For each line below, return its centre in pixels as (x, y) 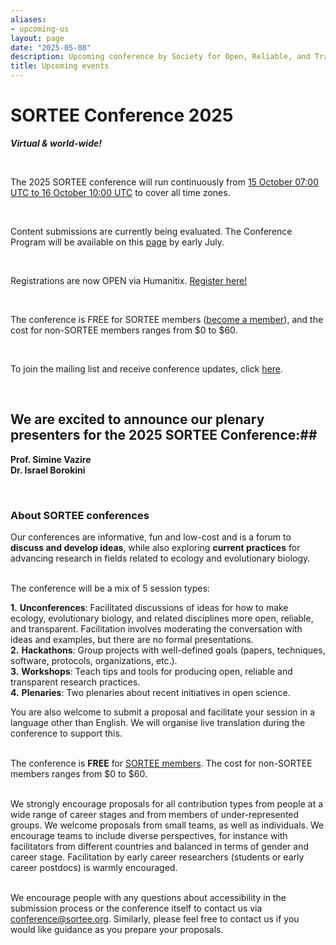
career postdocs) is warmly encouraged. (94, 868)
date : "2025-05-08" (51, 47)
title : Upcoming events (60, 66)
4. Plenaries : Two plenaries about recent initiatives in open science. (150, 693)
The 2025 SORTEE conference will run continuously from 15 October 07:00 (165, 182)
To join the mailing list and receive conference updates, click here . (146, 368)
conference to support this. (66, 733)
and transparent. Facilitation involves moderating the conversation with (156, 629)
